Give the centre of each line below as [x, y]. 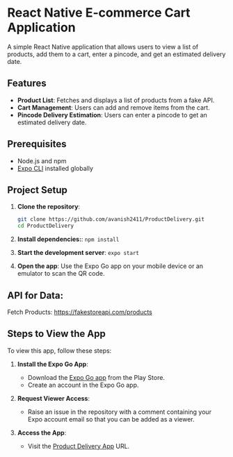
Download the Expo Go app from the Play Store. [96, 377]
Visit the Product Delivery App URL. [79, 446]
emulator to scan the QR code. [61, 274]
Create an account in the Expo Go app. [83, 385]
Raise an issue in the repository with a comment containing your [120, 412]
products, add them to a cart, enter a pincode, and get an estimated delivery [116, 54]
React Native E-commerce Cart [99, 13]
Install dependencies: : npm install [68, 239]
